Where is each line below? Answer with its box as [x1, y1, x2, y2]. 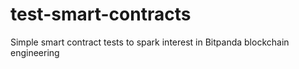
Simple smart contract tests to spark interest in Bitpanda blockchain [10, 36, 290, 48]
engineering [10, 46, 60, 58]
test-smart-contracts [10, 3, 192, 26]
